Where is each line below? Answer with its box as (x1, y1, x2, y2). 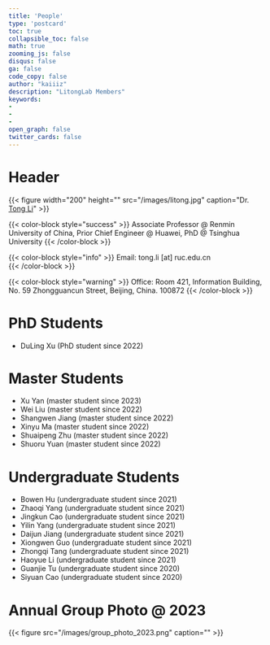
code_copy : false (8, 72, 67, 81)
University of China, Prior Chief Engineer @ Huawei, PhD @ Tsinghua (8, 228, 240, 238)
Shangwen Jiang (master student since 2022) (20, 413, 174, 423)
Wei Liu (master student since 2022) (20, 404, 142, 415)
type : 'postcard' (8, 20, 67, 28)
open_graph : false (8, 125, 71, 133)
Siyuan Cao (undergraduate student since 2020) (20, 573, 183, 582)
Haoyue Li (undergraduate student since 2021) (20, 555, 176, 565)
